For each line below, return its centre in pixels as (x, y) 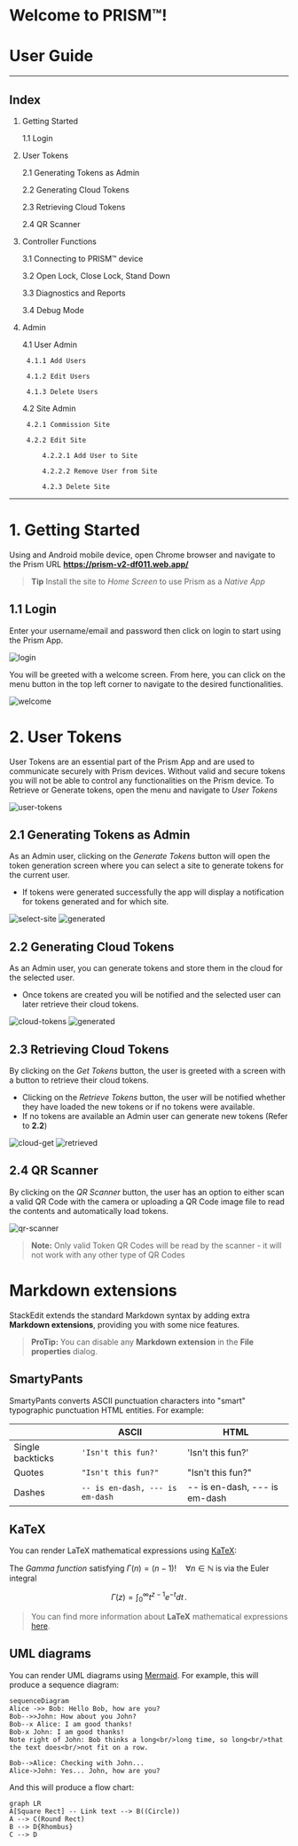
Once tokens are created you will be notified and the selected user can (151, 995)
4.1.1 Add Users (56, 360)
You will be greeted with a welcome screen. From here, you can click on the (147, 674)
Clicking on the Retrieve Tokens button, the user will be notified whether (154, 1098)
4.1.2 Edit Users (58, 376)
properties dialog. (64, 1351)
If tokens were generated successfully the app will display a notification (153, 892)
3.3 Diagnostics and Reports (74, 293)
